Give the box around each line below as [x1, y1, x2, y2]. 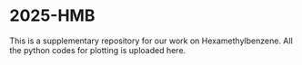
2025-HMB [9, 5, 96, 26]
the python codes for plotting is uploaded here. [9, 44, 186, 55]
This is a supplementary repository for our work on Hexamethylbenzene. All [9, 35, 293, 46]
